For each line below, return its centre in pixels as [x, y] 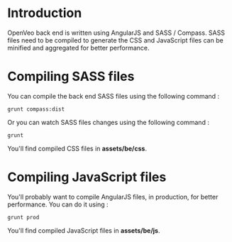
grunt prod [23, 217]
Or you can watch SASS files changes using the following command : [108, 122]
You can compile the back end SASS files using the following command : [114, 96]
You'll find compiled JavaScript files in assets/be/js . [84, 230]
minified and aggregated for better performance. [78, 48]
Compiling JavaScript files [87, 177]
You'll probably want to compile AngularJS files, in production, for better [113, 197]
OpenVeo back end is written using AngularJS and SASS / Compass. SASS [116, 33]
